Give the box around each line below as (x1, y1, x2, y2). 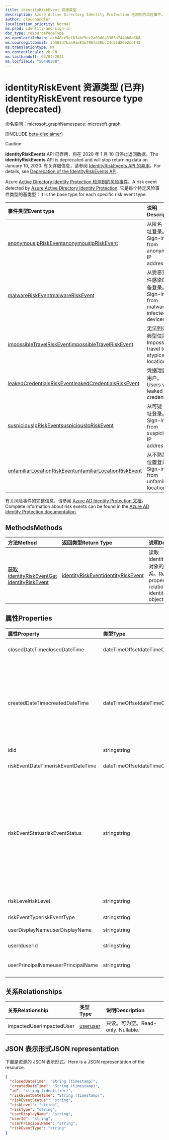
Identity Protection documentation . (5, 509, 77, 515)
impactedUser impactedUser (8, 1022, 74, 1029)
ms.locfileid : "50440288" (5, 59, 59, 64)
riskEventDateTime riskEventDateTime (8, 762, 97, 769)
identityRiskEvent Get (8, 573, 57, 579)
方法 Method (8, 539, 37, 546)
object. (148, 596, 165, 602)
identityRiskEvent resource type (5, 93, 143, 105)
